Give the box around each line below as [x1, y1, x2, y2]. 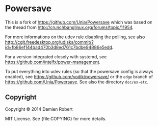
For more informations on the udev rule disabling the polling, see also [5, 34, 145, 40]
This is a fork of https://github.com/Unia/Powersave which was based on [5, 19, 153, 25]
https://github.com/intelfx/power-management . [5, 59, 101, 65]
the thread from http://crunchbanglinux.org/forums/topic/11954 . [5, 24, 134, 30]
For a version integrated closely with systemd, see [5, 53, 107, 59]
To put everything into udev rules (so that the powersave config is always [5, 68, 154, 74]
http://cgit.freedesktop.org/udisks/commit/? [5, 39, 94, 45]
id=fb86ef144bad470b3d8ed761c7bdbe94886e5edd [5, 44, 112, 50]
